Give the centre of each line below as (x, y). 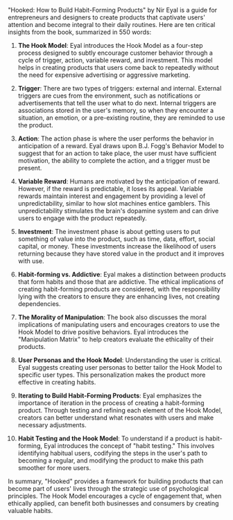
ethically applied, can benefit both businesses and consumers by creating (113, 503)
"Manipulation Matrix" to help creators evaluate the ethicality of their (116, 339)
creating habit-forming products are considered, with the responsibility (119, 289)
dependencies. (39, 304)
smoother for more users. (54, 468)
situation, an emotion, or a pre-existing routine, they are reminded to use (121, 118)
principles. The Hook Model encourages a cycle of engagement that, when (115, 496)
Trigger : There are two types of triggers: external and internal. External (120, 88)
